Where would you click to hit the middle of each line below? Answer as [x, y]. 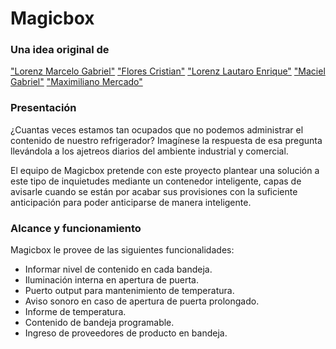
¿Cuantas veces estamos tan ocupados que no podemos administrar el [157, 129]
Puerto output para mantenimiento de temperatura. [129, 291]
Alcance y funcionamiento [76, 228]
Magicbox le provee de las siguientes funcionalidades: [122, 250]
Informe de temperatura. [75, 312]
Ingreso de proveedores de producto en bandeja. [126, 333]
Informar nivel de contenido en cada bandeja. [118, 269]
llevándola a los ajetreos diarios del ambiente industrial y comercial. [149, 151]
